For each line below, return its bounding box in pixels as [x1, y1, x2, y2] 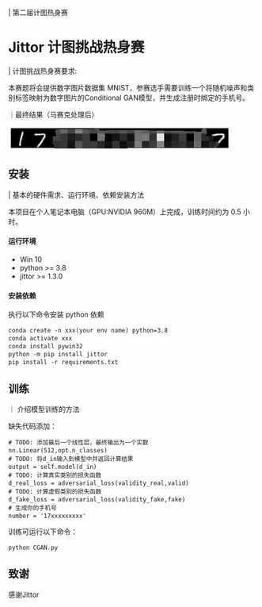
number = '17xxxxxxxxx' [8, 512, 87, 520]
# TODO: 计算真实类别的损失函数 [8, 471, 102, 479]
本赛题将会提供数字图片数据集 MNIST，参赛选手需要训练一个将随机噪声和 [8, 83, 248, 92]
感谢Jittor [8, 590, 40, 599]
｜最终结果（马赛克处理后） [8, 109, 99, 119]
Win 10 [19, 254, 42, 264]
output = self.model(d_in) [8, 463, 97, 471]
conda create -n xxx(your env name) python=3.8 [8, 327, 169, 335]
